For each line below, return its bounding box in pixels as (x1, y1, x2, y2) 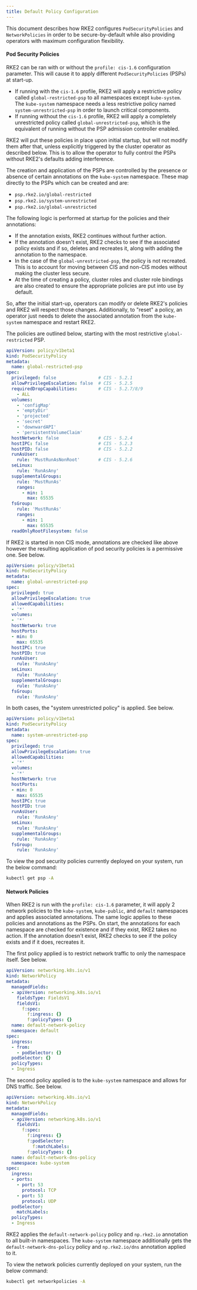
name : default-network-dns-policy (11, 1154, 96, 1161)
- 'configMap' (16, 402, 51, 408)
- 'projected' (16, 413, 51, 419)
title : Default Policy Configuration (6, 8, 99, 15)
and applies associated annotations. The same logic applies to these (6, 914, 172, 921)
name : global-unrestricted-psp (11, 579, 88, 585)
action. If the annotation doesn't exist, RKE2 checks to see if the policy (6, 932, 178, 939)
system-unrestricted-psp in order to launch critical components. (14, 106, 171, 114)
